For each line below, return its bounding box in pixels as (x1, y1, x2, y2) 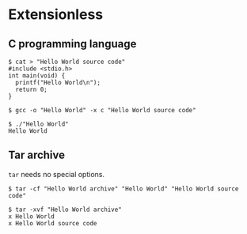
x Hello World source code (8, 219, 97, 227)
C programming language (8, 37, 137, 51)
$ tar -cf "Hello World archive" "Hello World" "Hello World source (8, 184, 239, 193)
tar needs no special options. (8, 169, 105, 179)
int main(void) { (8, 72, 66, 80)
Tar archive (8, 149, 66, 162)
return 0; (15, 85, 47, 93)
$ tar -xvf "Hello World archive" (8, 206, 123, 213)
